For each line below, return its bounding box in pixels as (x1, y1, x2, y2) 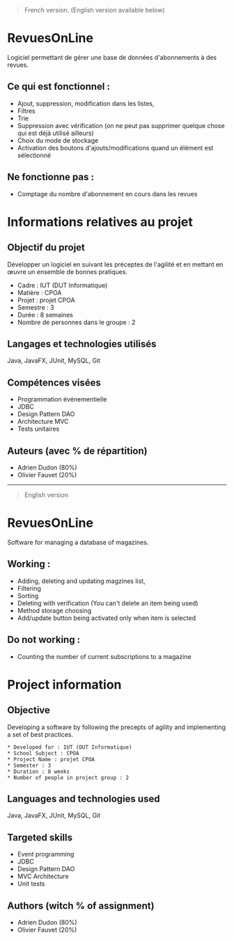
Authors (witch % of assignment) (7, 900, 155, 911)
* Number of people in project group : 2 (7, 774, 130, 781)
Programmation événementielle (17, 395, 107, 404)
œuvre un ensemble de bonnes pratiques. (7, 267, 127, 276)
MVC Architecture (17, 873, 69, 881)
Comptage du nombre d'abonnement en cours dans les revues (17, 189, 198, 198)
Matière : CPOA (17, 288, 62, 296)
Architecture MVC (17, 417, 69, 426)
